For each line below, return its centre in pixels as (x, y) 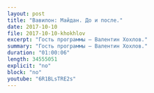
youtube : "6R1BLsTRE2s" (42, 79)
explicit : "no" (29, 66)
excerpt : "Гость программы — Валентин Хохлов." (78, 40)
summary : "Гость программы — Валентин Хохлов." (78, 46)
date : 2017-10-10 (32, 27)
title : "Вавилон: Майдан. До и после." (65, 20)
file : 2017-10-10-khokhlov (46, 33)
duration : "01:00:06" (39, 53)
